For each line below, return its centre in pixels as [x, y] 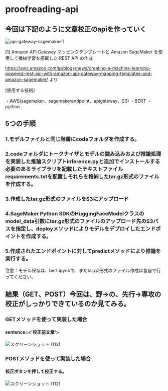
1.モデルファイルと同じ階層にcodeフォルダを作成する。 [72, 139]
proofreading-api [42, 9]
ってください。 [21, 277]
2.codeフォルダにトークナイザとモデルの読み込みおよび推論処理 [83, 154]
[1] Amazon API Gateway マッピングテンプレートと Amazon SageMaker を [82, 52]
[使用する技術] [20, 90]
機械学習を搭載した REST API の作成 [56, 58]
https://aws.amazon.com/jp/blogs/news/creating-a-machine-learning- [78, 68]
